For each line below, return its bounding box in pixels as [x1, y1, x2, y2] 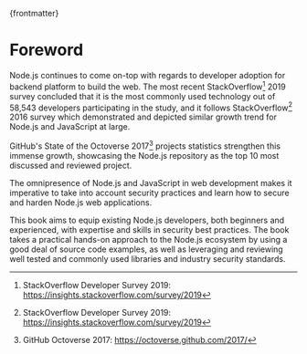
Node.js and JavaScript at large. [9, 121, 131, 132]
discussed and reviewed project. [9, 160, 132, 171]
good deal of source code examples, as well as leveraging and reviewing [9, 244, 283, 255]
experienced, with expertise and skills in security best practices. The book [9, 224, 290, 235]
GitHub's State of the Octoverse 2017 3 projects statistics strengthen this [9, 139, 281, 151]
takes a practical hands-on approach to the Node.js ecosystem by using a [9, 234, 288, 245]
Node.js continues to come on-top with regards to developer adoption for [9, 69, 286, 80]
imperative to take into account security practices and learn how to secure [9, 187, 290, 198]
